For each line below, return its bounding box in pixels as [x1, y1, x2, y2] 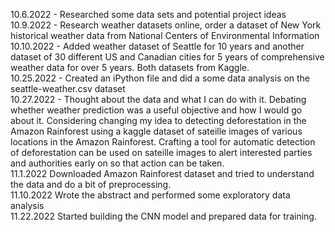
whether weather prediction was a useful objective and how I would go [10, 104, 303, 116]
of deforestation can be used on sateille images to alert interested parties [10, 147, 313, 158]
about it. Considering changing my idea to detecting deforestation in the [10, 115, 307, 126]
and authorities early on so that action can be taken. [10, 157, 225, 169]
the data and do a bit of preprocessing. [10, 179, 172, 190]
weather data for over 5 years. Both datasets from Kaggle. [10, 62, 250, 73]
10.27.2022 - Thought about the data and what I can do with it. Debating [10, 94, 307, 105]
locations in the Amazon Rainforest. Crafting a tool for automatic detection [10, 136, 316, 148]
